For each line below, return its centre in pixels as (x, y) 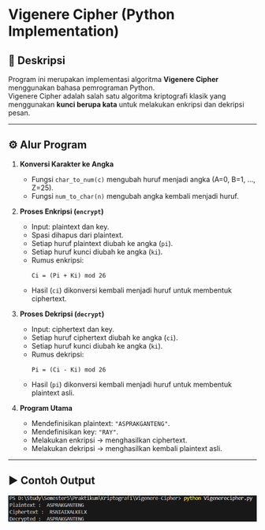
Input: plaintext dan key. (70, 226)
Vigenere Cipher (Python (91, 15)
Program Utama (46, 408)
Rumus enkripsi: (58, 260)
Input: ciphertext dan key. (73, 329)
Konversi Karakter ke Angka (67, 164)
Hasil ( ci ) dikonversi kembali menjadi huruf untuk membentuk (132, 290)
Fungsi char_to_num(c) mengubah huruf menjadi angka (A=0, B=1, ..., (144, 179)
